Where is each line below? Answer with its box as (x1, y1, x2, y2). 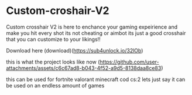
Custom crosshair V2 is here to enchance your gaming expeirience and (6, 23, 178, 30)
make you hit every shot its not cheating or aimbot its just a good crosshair (6, 29, 186, 36)
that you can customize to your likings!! (6, 36, 101, 43)
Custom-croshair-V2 (6, 4, 109, 17)
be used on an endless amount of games (6, 82, 105, 89)
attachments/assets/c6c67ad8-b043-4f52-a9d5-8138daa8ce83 (6, 64, 162, 71)
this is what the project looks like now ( (6, 58, 100, 65)
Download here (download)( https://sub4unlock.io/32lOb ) (6, 47, 143, 54)
